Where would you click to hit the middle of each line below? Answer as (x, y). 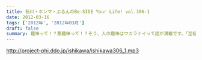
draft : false (23, 28)
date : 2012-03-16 (28, 17)
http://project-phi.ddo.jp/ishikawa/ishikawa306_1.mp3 (73, 50)
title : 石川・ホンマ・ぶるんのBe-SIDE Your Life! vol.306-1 (78, 12)
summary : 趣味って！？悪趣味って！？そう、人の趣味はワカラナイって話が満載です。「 (97, 34)
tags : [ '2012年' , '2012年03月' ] (45, 23)
